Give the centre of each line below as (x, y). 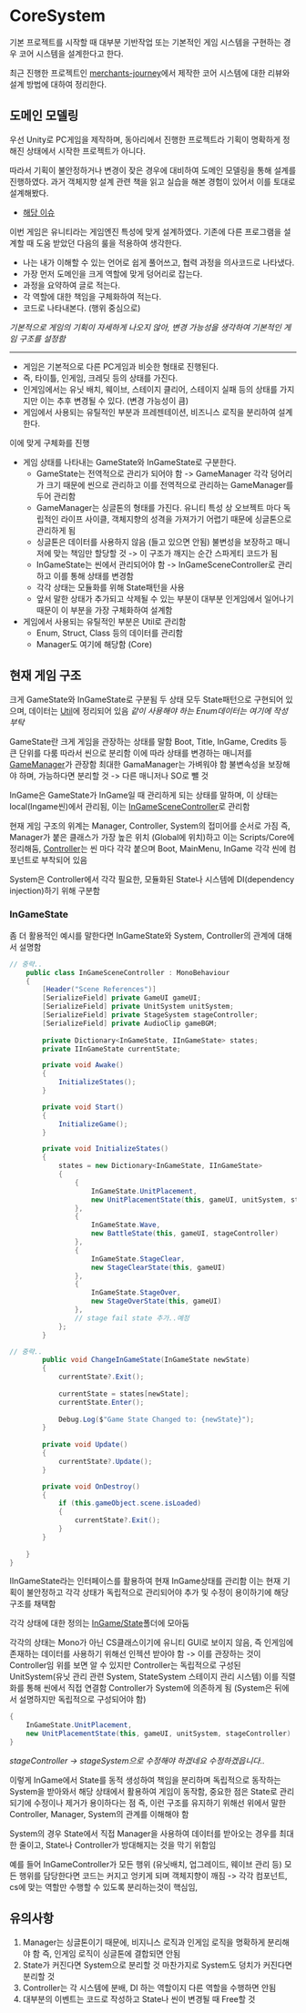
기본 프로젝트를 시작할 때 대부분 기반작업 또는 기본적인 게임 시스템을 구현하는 (146, 42)
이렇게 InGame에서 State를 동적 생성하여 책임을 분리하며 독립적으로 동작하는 (145, 1780)
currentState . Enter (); (101, 1402)
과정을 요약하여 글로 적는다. (71, 285)
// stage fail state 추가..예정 (132, 1318)
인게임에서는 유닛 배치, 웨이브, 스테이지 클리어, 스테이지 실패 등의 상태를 (150, 389)
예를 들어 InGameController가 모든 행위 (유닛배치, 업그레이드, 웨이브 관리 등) (146, 1864)
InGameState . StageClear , (138, 1259)
